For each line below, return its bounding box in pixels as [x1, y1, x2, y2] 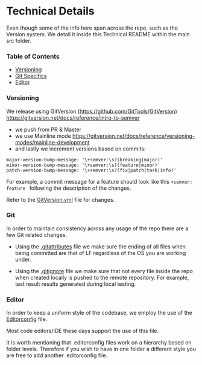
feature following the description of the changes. [6, 184, 131, 192]
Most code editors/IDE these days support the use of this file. [6, 328, 159, 335]
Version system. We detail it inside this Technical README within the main [6, 30, 190, 37]
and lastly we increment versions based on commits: [14, 145, 146, 152]
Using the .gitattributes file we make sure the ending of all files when [14, 243, 186, 250]
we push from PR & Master [14, 126, 81, 133]
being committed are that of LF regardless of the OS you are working [14, 249, 186, 256]
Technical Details [6, 4, 95, 18]
